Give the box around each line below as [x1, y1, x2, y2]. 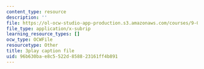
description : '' [6, 14, 47, 20]
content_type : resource [6, 8, 67, 15]
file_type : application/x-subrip [6, 25, 91, 32]
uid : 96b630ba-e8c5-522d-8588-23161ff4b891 [6, 53, 118, 59]
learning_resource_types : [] [6, 31, 80, 37]
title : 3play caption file [6, 48, 75, 54]
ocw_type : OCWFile [6, 37, 53, 43]
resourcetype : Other [6, 43, 59, 49]
